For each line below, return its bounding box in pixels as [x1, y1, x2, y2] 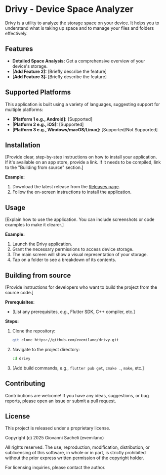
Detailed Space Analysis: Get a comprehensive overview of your [12, 58, 146, 64]
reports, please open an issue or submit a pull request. [5, 398, 116, 404]
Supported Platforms [5, 88, 71, 97]
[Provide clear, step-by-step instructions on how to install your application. [5, 154, 157, 160]
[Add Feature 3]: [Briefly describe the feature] [12, 73, 107, 80]
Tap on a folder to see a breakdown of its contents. [12, 257, 116, 263]
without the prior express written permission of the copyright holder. [5, 455, 144, 461]
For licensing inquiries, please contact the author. [5, 465, 106, 471]
